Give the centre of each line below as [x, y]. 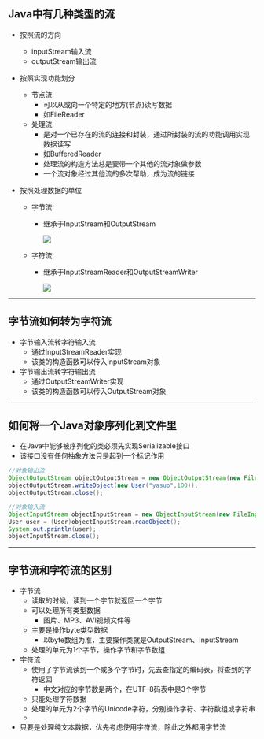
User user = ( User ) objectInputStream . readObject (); [94, 522]
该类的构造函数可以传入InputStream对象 [96, 362]
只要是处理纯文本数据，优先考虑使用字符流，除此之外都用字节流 [123, 727]
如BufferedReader [72, 154]
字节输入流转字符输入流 [57, 342]
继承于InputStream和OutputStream [99, 224]
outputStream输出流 [64, 61]
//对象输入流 [26, 507]
